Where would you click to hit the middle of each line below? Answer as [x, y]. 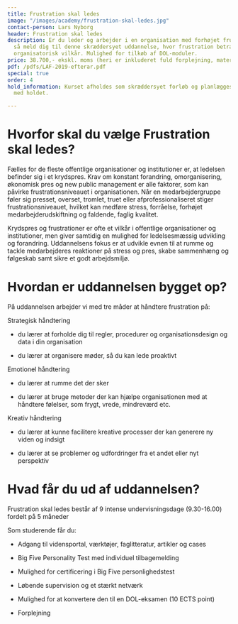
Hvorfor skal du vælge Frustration [109, 135]
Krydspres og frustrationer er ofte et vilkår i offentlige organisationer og [112, 229]
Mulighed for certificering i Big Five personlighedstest [96, 571]
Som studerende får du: [42, 530]
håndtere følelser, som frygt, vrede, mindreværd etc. [94, 404]
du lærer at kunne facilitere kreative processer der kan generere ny [115, 432]
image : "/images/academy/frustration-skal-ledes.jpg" [89, 21]
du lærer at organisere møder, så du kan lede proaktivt [97, 355]
